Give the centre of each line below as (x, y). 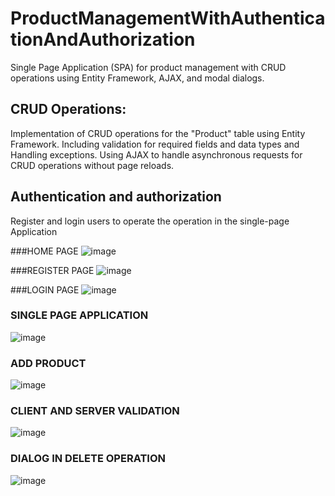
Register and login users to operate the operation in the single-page (150, 221)
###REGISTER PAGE (52, 270)
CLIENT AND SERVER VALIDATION (95, 411)
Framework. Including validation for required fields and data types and (155, 144)
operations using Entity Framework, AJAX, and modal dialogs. (137, 78)
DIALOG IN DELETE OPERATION (88, 459)
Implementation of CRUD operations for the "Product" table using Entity (158, 133)
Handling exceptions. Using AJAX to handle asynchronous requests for (156, 154)
